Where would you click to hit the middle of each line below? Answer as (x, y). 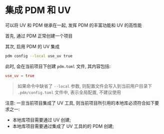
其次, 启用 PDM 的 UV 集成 (32, 46)
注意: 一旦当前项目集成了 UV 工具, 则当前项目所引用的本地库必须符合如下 (80, 103)
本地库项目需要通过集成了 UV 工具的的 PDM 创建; (63, 126)
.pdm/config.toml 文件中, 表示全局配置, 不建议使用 (69, 92)
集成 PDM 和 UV (38, 10)
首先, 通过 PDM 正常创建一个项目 (39, 36)
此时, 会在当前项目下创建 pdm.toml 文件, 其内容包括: (58, 66)
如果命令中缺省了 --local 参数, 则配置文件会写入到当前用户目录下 (85, 86)
